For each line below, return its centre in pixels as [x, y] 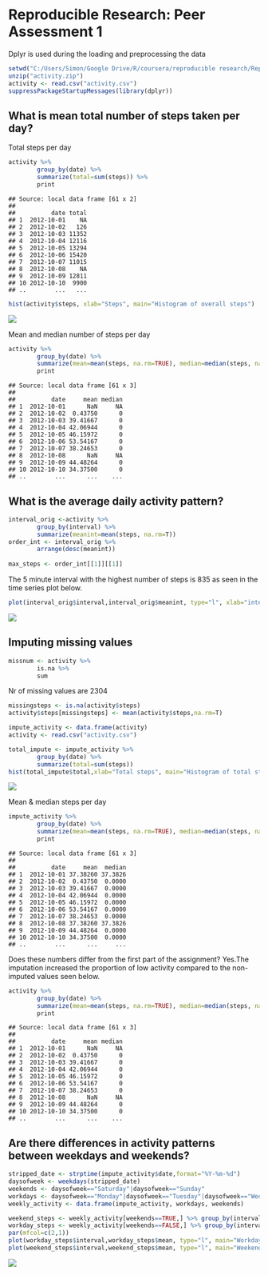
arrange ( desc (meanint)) [76, 550]
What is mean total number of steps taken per [124, 116]
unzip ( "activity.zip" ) [46, 76]
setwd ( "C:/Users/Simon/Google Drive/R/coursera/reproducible [112, 68]
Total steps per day [40, 148]
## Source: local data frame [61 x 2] [73, 199]
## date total [48, 213]
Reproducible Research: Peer [107, 15]
